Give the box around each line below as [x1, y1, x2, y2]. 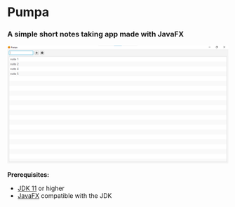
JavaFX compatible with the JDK [17, 191, 112, 200]
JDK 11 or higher [17, 184, 65, 192]
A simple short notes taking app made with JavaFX [7, 29, 184, 39]
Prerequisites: [7, 170, 50, 179]
